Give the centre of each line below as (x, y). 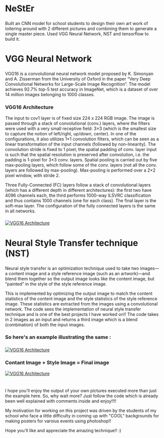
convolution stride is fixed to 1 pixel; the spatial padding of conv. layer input (81, 149)
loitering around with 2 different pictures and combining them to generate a (81, 29)
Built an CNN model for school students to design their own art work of (77, 24)
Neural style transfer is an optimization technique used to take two (72, 268)
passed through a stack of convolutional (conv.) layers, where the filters (78, 123)
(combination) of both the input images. (45, 325)
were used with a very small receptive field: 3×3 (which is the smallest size (81, 129)
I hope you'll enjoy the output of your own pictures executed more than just (81, 390)
